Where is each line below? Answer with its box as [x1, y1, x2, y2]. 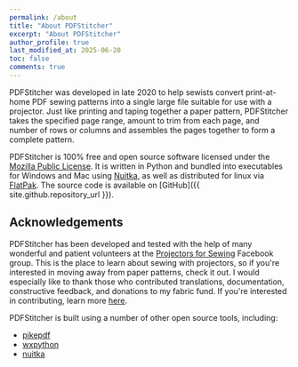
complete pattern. [9, 134, 75, 145]
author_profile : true [9, 37, 90, 47]
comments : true [9, 63, 66, 72]
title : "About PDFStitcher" [9, 21, 114, 30]
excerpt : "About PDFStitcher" [9, 29, 122, 38]
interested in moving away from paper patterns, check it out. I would [9, 267, 260, 277]
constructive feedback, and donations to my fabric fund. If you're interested [9, 285, 287, 296]
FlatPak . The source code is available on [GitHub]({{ [9, 180, 200, 190]
